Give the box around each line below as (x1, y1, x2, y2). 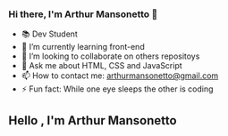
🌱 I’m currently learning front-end (21, 42, 145, 52)
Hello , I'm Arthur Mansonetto (8, 113, 177, 128)
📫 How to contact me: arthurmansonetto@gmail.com (21, 70, 219, 81)
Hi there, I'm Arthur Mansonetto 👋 (8, 8, 158, 20)
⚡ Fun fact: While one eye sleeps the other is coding (21, 84, 214, 94)
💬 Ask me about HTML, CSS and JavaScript (21, 60, 182, 71)
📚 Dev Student (21, 28, 78, 39)
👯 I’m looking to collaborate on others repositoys (21, 51, 200, 61)
